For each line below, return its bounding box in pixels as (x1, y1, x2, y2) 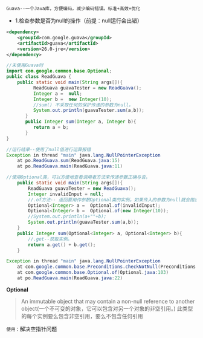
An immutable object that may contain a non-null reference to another (21, 297, 195, 305)
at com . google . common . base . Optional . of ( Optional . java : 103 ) (17, 270, 169, 276)
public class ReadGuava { (6, 74, 71, 80)
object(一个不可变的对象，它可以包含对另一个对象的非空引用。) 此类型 (21, 305, 193, 312)
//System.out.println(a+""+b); (28, 213, 107, 219)
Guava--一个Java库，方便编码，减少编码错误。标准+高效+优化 (6, 5, 141, 11)
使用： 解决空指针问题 (6, 325, 57, 333)
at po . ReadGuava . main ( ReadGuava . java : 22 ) (17, 275, 123, 281)
